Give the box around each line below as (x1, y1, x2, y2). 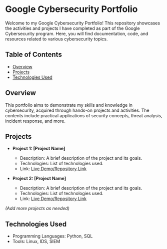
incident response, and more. (5, 118, 66, 124)
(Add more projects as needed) (5, 206, 70, 212)
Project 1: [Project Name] (12, 146, 65, 152)
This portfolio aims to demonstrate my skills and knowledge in (5, 102, 133, 108)
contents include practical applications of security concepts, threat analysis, (5, 112, 162, 118)
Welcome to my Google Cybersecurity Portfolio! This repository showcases (5, 20, 160, 26)
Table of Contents (5, 50, 62, 59)
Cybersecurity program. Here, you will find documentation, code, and (5, 30, 148, 36)
